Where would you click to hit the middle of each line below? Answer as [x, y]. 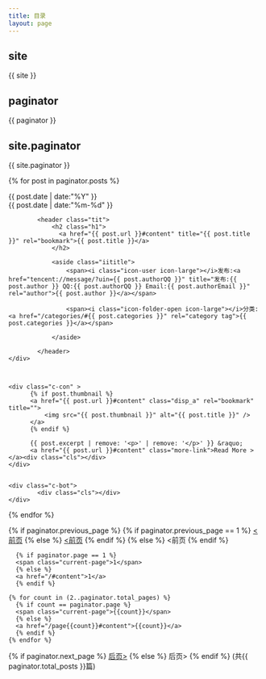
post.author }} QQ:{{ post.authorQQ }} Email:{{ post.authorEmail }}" [129, 286]
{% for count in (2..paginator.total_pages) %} [90, 597]
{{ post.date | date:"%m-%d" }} [61, 205]
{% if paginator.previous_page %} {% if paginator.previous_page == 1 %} [130, 530]
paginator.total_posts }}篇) [52, 666]
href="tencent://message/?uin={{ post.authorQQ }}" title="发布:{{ [123, 279]
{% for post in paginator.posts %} [64, 180]
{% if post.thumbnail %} [71, 394]
